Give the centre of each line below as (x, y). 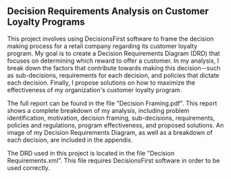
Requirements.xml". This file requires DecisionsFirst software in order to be (114, 160)
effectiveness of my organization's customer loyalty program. (94, 89)
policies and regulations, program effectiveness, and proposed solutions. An (115, 125)
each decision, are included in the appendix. (70, 140)
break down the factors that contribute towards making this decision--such (114, 67)
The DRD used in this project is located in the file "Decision (91, 153)
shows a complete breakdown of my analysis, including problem (98, 110)
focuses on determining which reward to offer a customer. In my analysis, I (113, 61)
